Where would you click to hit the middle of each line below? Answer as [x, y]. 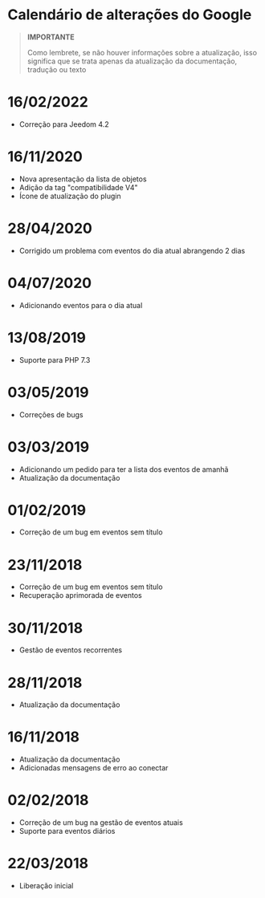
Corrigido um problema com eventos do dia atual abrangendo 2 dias [132, 250]
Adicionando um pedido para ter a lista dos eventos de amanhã [124, 469]
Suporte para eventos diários [67, 831]
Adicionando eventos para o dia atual [81, 305]
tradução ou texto [57, 69]
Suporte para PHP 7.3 [55, 360]
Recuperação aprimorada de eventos [80, 595]
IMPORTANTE [51, 37]
